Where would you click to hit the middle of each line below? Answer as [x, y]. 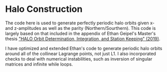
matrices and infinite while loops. [39, 64]
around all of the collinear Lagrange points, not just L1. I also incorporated [81, 54]
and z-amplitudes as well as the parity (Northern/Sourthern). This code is [81, 28]
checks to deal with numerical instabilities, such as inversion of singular [79, 59]
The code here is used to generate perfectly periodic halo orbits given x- [80, 23]
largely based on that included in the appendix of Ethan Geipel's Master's [81, 33]
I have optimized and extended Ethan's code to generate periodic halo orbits [84, 48]
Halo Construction [44, 9]
